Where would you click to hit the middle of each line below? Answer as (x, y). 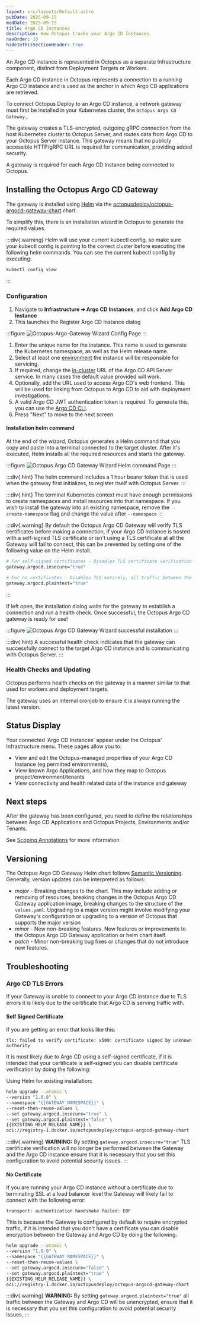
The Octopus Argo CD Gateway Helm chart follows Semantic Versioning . (95, 873)
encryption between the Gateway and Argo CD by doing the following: (92, 1235)
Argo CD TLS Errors (35, 983)
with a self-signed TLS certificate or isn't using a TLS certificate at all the (95, 538)
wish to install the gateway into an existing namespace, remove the (88, 507)
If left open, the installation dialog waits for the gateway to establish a (91, 606)
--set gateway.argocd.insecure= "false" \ (58, 1268)
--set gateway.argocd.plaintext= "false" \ (59, 1119)
